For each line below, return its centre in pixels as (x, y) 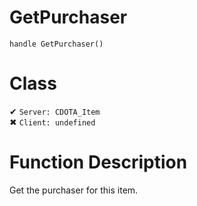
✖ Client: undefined (52, 122)
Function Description (98, 162)
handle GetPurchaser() (56, 44)
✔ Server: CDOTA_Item (55, 111)
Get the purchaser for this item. (74, 190)
